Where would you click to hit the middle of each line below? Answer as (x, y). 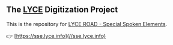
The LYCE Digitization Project (62, 10)
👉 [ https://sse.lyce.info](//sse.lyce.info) (56, 36)
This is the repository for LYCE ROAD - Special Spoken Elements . (87, 24)
